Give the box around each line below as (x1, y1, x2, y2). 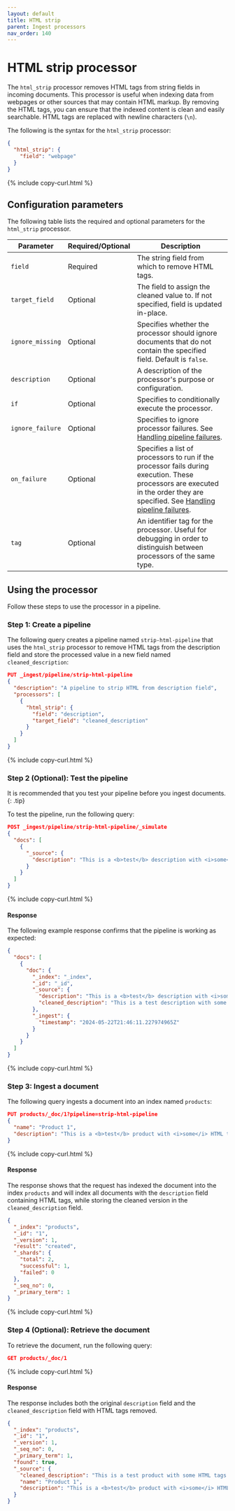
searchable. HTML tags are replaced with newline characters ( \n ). (7, 113, 197, 121)
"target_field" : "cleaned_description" (32, 717, 149, 724)
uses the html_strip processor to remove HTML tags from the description (7, 643, 220, 651)
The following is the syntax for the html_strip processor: (7, 127, 171, 135)
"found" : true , (13, 1459, 58, 1466)
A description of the (136, 366, 202, 376)
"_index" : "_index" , (32, 973, 92, 980)
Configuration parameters (7, 199, 124, 211)
